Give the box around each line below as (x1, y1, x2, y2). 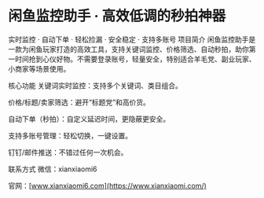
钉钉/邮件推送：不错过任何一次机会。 (8, 147, 128, 157)
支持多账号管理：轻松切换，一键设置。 (8, 130, 132, 140)
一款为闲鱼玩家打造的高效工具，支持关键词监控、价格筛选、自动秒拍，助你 (8, 44, 249, 53)
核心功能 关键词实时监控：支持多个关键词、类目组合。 (8, 80, 182, 90)
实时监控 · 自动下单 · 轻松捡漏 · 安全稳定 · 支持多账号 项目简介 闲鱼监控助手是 (8, 35, 256, 44)
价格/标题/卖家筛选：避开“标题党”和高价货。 (8, 97, 151, 107)
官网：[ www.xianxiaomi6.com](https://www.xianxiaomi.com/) (8, 181, 207, 190)
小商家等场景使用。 (8, 64, 71, 73)
